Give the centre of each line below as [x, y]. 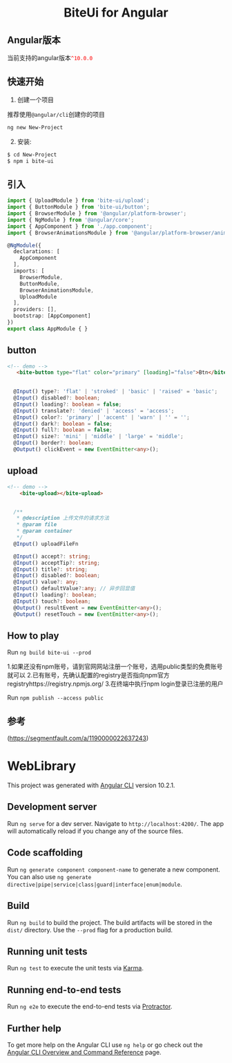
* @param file [37, 525]
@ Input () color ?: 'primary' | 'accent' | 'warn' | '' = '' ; [101, 417]
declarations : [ [37, 252]
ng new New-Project [35, 127]
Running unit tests [47, 951]
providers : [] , [35, 310]
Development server [52, 807]
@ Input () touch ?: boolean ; [52, 601]
